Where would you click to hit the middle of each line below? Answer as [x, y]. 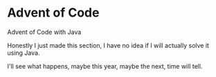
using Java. [24, 53]
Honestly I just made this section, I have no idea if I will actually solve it [108, 45]
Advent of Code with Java [44, 32]
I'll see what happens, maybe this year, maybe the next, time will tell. [105, 66]
